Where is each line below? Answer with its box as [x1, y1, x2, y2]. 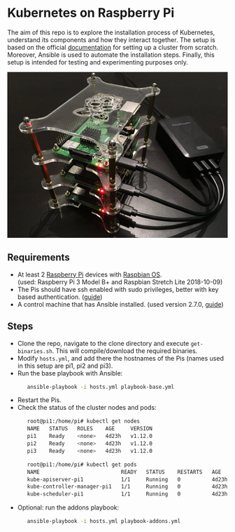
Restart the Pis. [17, 396, 62, 404]
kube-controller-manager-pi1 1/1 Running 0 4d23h [27, 483, 228, 491]
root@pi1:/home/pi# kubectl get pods [27, 461, 137, 468]
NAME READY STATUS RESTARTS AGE [27, 468, 222, 475]
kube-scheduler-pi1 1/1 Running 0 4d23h [27, 491, 228, 498]
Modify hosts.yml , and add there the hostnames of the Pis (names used [17, 354, 224, 362]
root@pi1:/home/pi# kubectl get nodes [27, 418, 140, 425]
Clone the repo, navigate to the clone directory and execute [17, 339, 190, 347]
